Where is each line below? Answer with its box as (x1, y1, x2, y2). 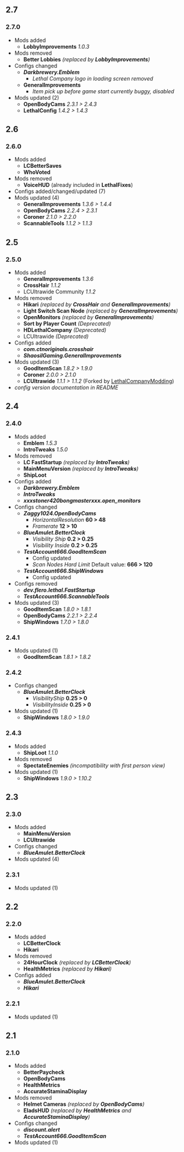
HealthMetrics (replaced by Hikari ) (23, 965, 112, 973)
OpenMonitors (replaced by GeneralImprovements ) (23, 314, 155, 321)
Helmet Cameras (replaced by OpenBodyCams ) (23, 1100, 145, 1108)
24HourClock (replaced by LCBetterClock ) (23, 959, 132, 966)
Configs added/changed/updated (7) (14, 188, 106, 195)
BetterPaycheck (23, 1068, 65, 1076)
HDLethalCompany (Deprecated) (23, 326, 106, 334)
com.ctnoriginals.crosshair (23, 346, 94, 353)
